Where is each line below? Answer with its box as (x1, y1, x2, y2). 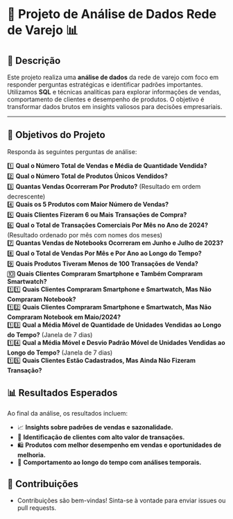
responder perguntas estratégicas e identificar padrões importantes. (7, 80, 203, 89)
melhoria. (17, 450, 46, 459)
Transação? (7, 366, 42, 374)
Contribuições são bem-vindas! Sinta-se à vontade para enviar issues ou (17, 496, 226, 505)
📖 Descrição (7, 55, 61, 67)
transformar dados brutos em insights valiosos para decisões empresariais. (7, 103, 223, 110)
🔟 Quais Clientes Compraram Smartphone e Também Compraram (7, 269, 203, 278)
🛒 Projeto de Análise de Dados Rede (7, 6, 217, 22)
